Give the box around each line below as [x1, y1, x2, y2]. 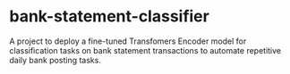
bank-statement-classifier [9, 6, 210, 27]
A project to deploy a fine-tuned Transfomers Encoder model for [9, 36, 247, 46]
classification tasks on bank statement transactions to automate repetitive [9, 45, 282, 55]
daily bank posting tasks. [9, 54, 101, 65]
